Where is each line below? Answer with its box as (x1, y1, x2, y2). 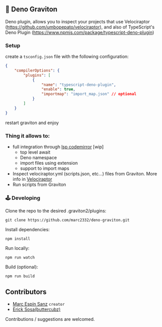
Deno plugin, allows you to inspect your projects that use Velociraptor (5, 18, 150, 24)
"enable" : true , (41, 87, 76, 92)
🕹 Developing (5, 194, 40, 201)
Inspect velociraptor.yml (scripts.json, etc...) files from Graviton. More (12, 171, 157, 177)
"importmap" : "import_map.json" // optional (41, 92, 137, 97)
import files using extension (20, 160, 78, 166)
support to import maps (20, 165, 70, 171)
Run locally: (5, 245, 30, 251)
